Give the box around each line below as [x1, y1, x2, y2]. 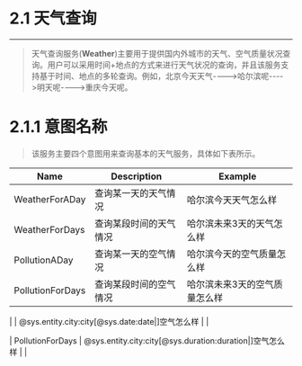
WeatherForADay [13, 192, 86, 205]
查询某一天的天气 [93, 186, 167, 199]
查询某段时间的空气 [93, 278, 176, 290]
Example [218, 170, 257, 183]
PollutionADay [13, 254, 74, 266]
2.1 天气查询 [9, 8, 97, 29]
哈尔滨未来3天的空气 [187, 278, 274, 290]
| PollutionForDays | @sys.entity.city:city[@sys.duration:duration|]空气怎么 [9, 335, 286, 346]
